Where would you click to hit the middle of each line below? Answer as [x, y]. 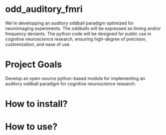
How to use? [31, 127]
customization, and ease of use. [38, 44]
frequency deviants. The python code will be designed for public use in [78, 33]
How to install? [37, 104]
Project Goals [34, 65]
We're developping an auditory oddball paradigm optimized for [70, 23]
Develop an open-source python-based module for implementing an [75, 78]
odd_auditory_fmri [44, 9]
